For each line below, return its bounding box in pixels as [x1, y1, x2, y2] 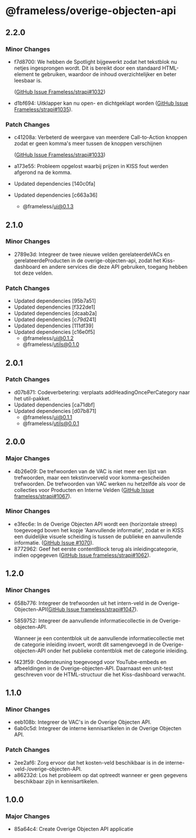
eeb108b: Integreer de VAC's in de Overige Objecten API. [13, 719, 152, 726]
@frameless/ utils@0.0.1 [22, 420, 80, 427]
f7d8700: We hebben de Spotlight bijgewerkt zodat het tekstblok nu [13, 58, 177, 65]
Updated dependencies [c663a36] [13, 191, 98, 199]
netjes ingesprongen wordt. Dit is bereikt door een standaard [13, 64, 161, 71]
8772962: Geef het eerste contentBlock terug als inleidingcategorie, [13, 545, 178, 552]
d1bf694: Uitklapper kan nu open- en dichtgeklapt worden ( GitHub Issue [13, 100, 188, 107]
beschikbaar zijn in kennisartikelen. [13, 778, 99, 785]
